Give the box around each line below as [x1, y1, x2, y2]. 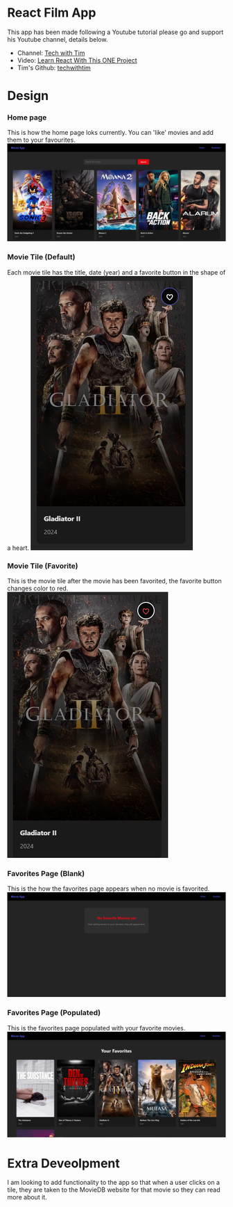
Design [7, 88, 49, 104]
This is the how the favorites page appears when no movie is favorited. [7, 884, 210, 893]
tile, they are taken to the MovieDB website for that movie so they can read [7, 1185, 221, 1194]
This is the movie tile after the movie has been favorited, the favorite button [7, 576, 222, 585]
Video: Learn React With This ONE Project [17, 56, 137, 64]
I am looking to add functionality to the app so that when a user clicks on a [7, 1178, 221, 1187]
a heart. [7, 544, 30, 552]
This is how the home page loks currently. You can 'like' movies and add [7, 129, 214, 137]
